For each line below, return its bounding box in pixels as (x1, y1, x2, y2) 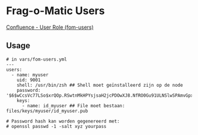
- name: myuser (11, 72, 49, 78)
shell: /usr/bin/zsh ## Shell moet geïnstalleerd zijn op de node (16, 82, 183, 88)
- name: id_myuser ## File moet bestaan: (21, 103, 126, 108)
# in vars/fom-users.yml (6, 56, 67, 62)
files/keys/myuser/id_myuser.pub (6, 108, 88, 114)
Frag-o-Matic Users (6, 4, 105, 18)
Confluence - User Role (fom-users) (6, 24, 94, 31)
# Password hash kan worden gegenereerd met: (6, 118, 120, 124)
